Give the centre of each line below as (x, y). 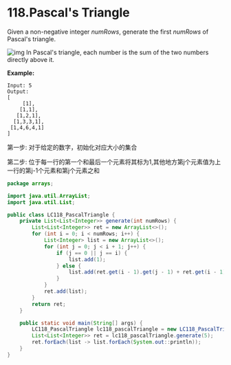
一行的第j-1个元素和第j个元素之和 (53, 170)
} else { (68, 266)
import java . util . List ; (41, 202)
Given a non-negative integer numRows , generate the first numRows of (108, 32)
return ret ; (49, 304)
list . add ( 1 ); (87, 259)
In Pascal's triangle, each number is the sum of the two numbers (118, 52)
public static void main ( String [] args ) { (81, 323)
